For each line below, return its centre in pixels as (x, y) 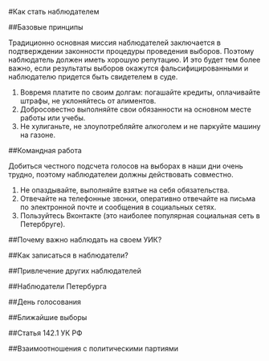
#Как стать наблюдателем (54, 12)
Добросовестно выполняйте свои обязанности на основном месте (135, 109)
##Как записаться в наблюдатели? (68, 255)
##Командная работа (45, 150)
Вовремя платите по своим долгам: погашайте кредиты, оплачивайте (140, 92)
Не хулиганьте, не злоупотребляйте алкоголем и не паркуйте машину (140, 126)
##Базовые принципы (46, 27)
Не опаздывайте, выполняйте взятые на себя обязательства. (125, 190)
